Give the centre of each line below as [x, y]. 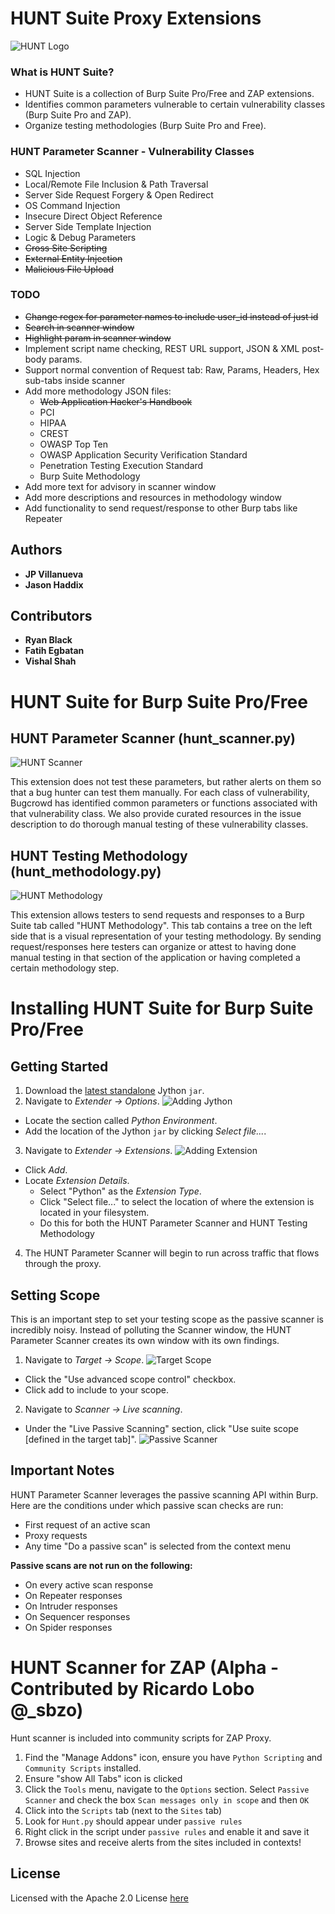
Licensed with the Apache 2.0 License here [99, 1898]
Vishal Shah [50, 661]
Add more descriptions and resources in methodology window [153, 497]
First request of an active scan [87, 1524]
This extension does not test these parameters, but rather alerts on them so [166, 782]
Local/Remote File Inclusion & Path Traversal [116, 184]
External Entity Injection [73, 258]
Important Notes [62, 1470]
